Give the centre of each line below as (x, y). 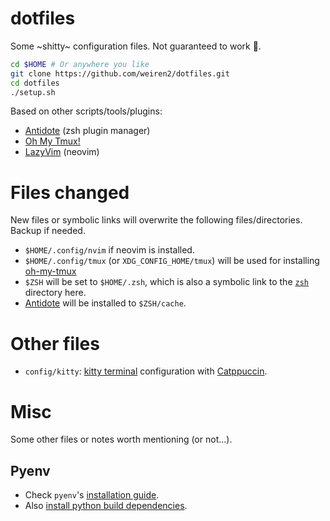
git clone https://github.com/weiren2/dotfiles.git (120, 73)
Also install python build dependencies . (106, 506)
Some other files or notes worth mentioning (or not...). (121, 439)
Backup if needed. (48, 231)
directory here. (55, 293)
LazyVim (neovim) (62, 152)
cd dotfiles (35, 83)
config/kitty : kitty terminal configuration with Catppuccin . (146, 371)
